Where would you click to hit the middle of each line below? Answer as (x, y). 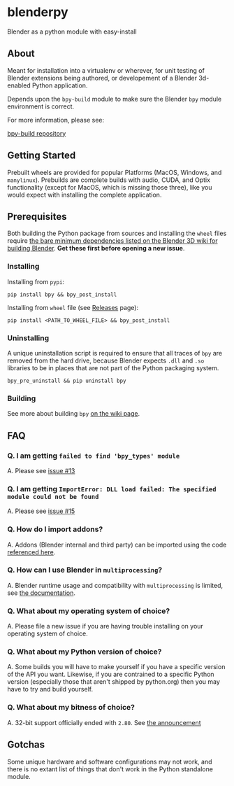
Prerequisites (37, 217)
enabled (19, 85)
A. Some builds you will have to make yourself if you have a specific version (116, 667)
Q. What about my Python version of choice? (85, 652)
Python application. (60, 85)
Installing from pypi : (36, 281)
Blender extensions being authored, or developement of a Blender (102, 78)
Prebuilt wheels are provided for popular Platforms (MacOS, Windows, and (115, 172)
